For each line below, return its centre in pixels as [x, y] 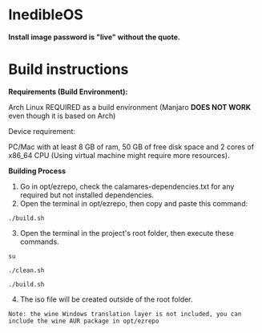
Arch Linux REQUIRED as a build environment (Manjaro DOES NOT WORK [129, 107]
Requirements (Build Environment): [68, 91]
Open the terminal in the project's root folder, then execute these [127, 233]
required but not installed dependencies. [87, 195]
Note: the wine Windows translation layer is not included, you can [125, 314]
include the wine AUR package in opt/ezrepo [84, 321]
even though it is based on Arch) [62, 116]
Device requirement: [42, 131]
